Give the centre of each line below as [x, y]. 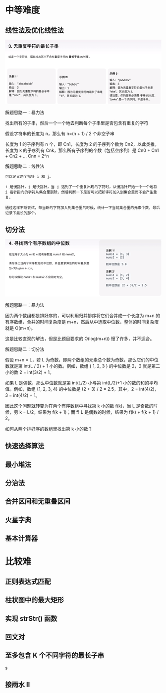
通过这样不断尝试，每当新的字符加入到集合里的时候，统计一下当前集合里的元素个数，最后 [83, 208]
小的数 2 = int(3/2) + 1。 [30, 372]
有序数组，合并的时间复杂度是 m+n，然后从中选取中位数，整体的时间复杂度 [82, 322]
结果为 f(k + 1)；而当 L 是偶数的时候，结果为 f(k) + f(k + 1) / [98, 412]
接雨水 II [18, 685]
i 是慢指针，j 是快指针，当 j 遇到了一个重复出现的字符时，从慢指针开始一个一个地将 [81, 187]
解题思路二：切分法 [25, 349]
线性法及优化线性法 [34, 30]
